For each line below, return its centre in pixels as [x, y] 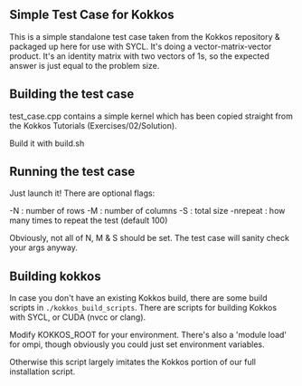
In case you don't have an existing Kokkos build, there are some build [139, 298]
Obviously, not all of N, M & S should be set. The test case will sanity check [149, 238]
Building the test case [72, 94]
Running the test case [72, 172]
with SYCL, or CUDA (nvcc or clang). [78, 317]
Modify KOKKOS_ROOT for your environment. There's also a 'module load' [148, 335]
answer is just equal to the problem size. [85, 65]
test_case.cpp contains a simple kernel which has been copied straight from [151, 116]
